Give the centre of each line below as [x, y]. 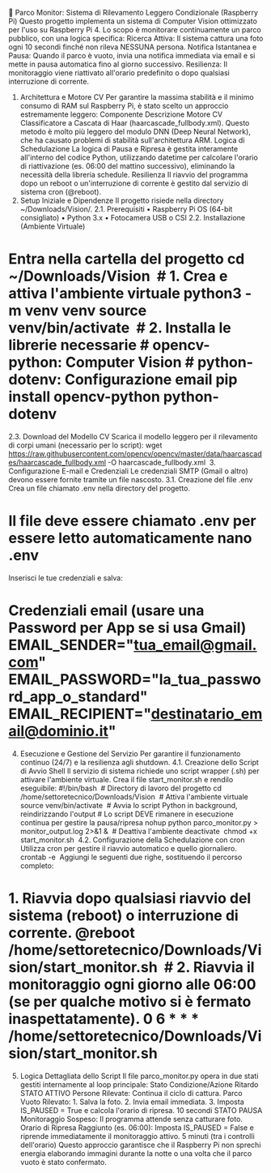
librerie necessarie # [79, 345]
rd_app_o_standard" [78, 697]
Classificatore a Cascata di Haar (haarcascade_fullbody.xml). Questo [135, 123]
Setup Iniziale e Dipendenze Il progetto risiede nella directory [122, 200]
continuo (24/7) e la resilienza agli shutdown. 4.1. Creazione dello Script [139, 762]
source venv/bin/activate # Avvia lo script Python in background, [129, 805]
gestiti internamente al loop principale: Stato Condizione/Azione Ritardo [139, 1084]
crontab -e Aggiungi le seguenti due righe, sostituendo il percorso [131, 857]
